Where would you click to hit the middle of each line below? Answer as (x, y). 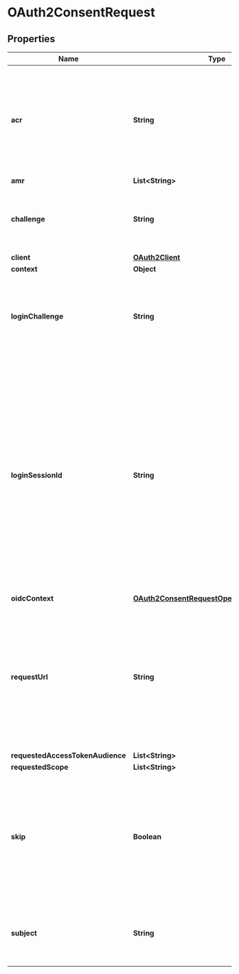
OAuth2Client (156, 257)
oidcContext (32, 598)
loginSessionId (37, 475)
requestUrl (30, 677)
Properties (31, 39)
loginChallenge (37, 316)
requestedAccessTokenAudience (69, 755)
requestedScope (40, 767)
